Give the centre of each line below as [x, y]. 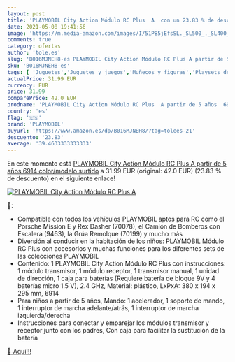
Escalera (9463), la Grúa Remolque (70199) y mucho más [100, 234]
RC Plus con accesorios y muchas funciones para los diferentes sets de [121, 249]
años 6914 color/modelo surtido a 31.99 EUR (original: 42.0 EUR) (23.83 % [114, 171]
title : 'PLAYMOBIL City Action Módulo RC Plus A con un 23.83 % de [111, 20]
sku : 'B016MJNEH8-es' [39, 66]
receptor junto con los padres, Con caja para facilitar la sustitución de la [121, 331]
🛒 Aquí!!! [20, 352]
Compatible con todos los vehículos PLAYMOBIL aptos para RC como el [121, 219]
